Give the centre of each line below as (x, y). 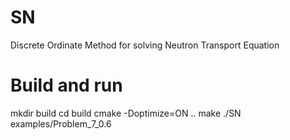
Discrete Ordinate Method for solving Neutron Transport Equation (145, 45)
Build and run (66, 85)
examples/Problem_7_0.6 (61, 123)
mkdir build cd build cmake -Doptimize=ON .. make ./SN (126, 113)
